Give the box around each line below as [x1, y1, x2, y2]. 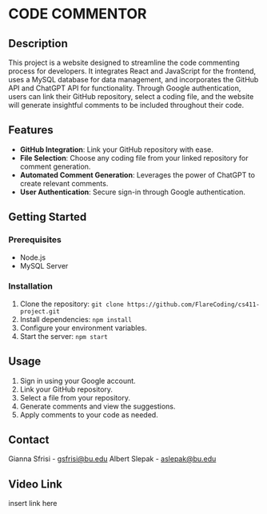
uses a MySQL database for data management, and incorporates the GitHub [8, 75, 259, 84]
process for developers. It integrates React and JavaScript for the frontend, [8, 66, 257, 76]
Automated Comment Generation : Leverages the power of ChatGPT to [19, 169, 256, 180]
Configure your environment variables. [19, 323, 148, 333]
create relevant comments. [19, 178, 109, 188]
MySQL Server [19, 261, 69, 270]
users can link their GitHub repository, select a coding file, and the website [8, 92, 254, 101]
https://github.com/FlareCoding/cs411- [126, 301, 260, 309]
